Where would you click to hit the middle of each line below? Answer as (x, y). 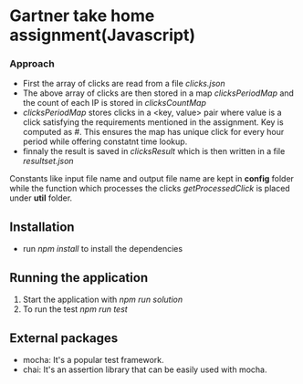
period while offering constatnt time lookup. (105, 141)
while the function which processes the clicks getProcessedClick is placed (150, 189)
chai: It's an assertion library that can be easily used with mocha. (145, 369)
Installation (42, 227)
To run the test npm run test (75, 309)
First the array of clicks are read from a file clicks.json (124, 84)
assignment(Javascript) (103, 35)
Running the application (79, 278)
